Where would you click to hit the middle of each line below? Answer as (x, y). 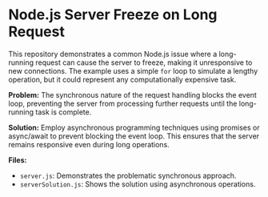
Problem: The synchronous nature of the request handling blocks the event (133, 94)
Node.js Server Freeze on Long (113, 15)
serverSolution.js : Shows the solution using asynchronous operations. (138, 184)
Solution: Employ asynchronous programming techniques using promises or (134, 127)
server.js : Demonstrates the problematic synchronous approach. (128, 175)
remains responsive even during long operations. (89, 144)
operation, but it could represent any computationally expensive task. (122, 79)
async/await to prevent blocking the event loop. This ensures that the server (134, 136)
